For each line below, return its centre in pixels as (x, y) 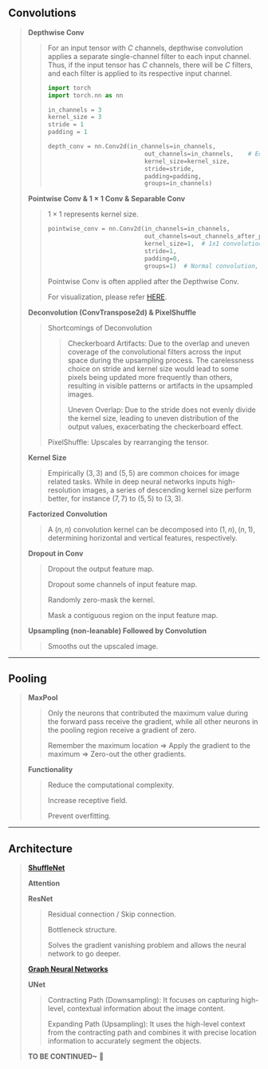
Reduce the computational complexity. (110, 785)
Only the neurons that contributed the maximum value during (148, 713)
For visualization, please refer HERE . (107, 297)
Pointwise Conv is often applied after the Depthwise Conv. (143, 281)
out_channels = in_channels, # (198, 154)
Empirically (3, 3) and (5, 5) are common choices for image (144, 473)
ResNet (40, 899)
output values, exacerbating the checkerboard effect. (155, 426)
